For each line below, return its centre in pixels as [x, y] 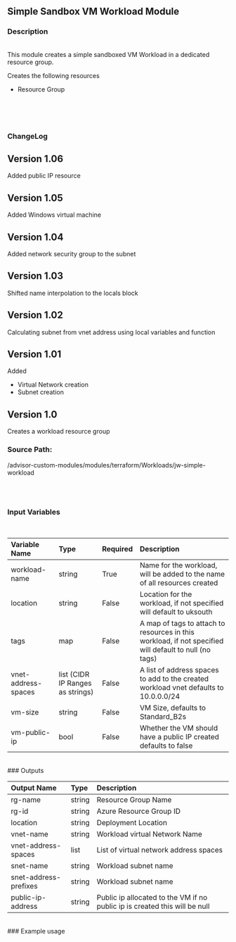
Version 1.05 [35, 197]
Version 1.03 [35, 276]
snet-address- [36, 877]
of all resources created [179, 582]
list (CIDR [74, 674]
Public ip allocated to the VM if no [152, 897]
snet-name [29, 865]
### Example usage [36, 931]
